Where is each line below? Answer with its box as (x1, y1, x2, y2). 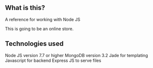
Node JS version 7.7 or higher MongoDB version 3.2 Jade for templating (5, 52, 148, 58)
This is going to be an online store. (5, 26, 74, 32)
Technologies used (5, 40, 64, 48)
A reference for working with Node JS (5, 16, 81, 22)
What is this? (5, 4, 45, 12)
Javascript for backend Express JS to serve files (5, 57, 101, 63)
